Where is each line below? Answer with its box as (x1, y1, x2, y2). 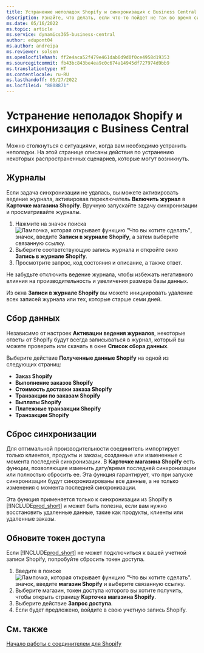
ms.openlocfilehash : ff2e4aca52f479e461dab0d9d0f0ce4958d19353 (6, 54, 170, 60)
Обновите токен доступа (6, 533, 106, 543)
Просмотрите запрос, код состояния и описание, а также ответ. (15, 259, 183, 266)
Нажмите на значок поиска (15, 220, 87, 227)
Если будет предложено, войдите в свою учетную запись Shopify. (15, 606, 187, 613)
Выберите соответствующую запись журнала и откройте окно (15, 246, 178, 253)
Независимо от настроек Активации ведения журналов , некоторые (6, 329, 186, 337)
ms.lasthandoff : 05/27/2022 (6, 77, 78, 83)
